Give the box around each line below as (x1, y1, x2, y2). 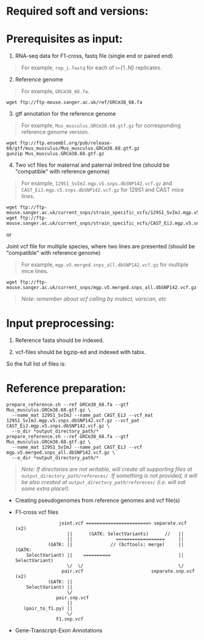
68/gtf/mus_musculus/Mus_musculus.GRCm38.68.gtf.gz (6, 145, 140, 151)
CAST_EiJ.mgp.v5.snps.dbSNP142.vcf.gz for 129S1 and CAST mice (21, 186, 184, 193)
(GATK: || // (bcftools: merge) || (47, 541, 184, 548)
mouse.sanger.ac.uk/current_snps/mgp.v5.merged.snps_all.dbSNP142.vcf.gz (6, 285, 197, 291)
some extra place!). (21, 485, 70, 492)
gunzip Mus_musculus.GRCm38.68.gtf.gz (6, 151, 104, 157)
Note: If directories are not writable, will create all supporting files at (21, 465, 192, 473)
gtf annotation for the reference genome (15, 110, 117, 117)
